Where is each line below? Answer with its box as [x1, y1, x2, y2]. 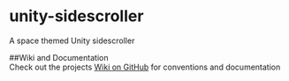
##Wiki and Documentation [9, 52, 109, 63]
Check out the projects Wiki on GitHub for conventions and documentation [9, 62, 281, 72]
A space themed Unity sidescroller [9, 35, 135, 46]
